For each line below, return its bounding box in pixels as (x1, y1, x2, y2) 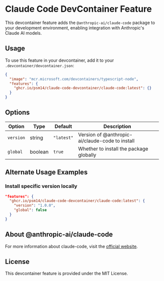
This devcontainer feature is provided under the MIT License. (5, 271, 128, 277)
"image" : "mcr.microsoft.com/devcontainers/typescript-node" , (9, 77, 139, 81)
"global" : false (14, 207, 47, 213)
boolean (30, 148, 49, 155)
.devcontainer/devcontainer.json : (5, 62, 74, 68)
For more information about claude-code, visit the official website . (5, 243, 138, 249)
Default (54, 123, 72, 129)
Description (103, 123, 131, 129)
